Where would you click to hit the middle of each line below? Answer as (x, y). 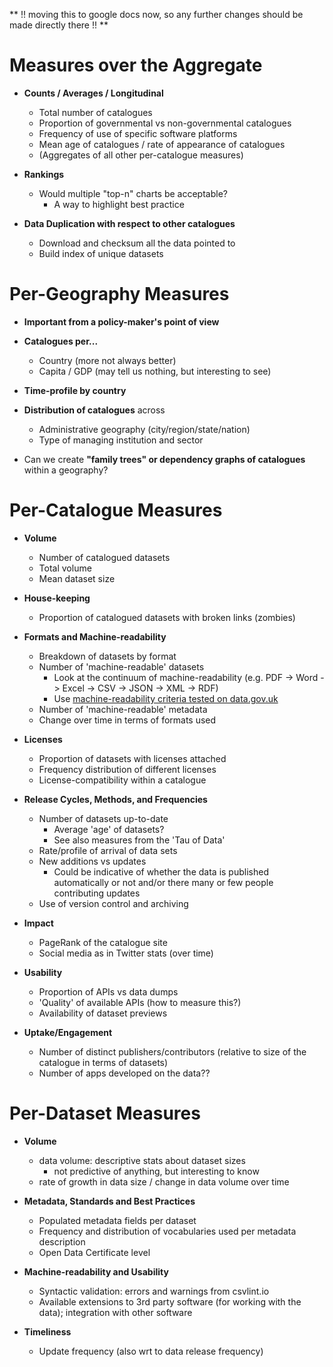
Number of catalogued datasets (104, 557)
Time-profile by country (75, 390)
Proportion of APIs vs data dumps (108, 991)
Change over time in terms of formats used (127, 720)
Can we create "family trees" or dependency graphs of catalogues (164, 459)
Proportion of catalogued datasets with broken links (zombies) (167, 617)
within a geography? (66, 470)
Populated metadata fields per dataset (117, 1220)
